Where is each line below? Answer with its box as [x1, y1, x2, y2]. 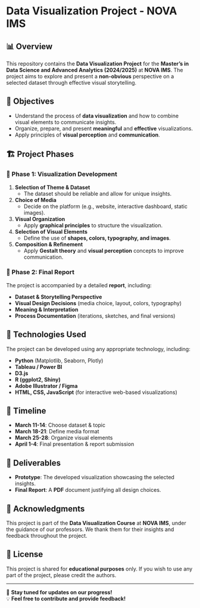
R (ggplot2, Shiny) [14, 376, 61, 383]
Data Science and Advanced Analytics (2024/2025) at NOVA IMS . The [6, 67, 183, 73]
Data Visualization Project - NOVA [6, 4, 177, 18]
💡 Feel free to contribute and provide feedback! [6, 595, 126, 602]
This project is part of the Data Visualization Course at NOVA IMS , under [6, 520, 186, 527]
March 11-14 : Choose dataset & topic [14, 421, 106, 429]
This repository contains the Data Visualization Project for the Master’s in [6, 60, 189, 67]
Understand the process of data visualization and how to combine [14, 112, 179, 119]
